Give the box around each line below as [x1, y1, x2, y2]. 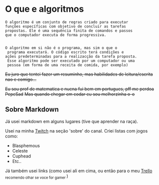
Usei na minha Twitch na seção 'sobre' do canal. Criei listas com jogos [5, 128, 148, 133]
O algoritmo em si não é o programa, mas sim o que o [5, 45, 118, 50]
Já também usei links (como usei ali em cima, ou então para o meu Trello [5, 168, 153, 174]
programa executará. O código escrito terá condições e [7, 50, 124, 54]
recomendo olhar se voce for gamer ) [5, 173, 69, 180]
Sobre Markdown [5, 106, 59, 114]
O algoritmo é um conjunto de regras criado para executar [5, 20, 129, 25]
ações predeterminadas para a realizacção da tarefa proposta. [5, 54, 137, 59]
